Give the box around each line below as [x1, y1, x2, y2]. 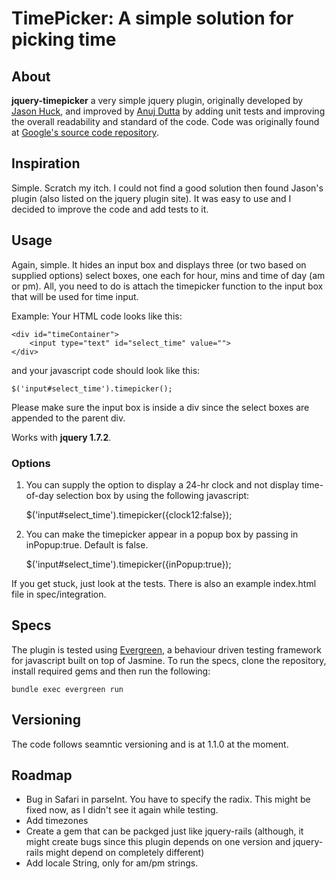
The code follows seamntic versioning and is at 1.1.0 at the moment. [11, 738, 289, 750]
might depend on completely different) [45, 847, 205, 859]
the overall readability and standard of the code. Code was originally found [11, 116, 320, 127]
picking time [11, 28, 117, 51]
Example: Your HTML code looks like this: [11, 310, 183, 322]
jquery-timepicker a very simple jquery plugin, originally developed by [11, 95, 304, 106]
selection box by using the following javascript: [55, 489, 250, 501]
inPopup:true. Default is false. [25, 538, 149, 551]
